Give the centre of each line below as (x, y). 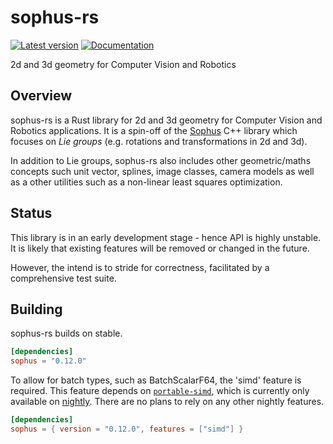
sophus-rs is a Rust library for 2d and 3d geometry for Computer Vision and (166, 120)
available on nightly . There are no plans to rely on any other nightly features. (167, 402)
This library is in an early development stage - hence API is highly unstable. (166, 237)
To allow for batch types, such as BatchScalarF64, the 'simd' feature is (156, 380)
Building (36, 309)
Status (31, 213)
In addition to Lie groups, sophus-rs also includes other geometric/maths (161, 160)
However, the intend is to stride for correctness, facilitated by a (140, 267)
